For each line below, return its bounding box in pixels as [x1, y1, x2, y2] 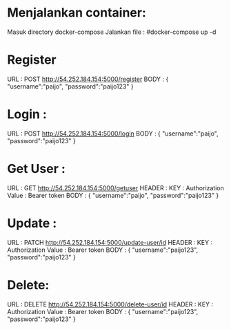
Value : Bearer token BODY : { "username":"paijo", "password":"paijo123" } [7, 191, 219, 199]
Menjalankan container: [7, 5, 147, 21]
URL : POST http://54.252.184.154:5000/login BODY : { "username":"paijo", [7, 129, 219, 138]
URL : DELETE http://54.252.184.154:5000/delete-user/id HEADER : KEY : [7, 300, 214, 309]
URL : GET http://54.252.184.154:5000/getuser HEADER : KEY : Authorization [7, 183, 224, 192]
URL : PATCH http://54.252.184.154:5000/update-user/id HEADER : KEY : [7, 238, 212, 246]
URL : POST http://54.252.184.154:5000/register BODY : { [7, 75, 169, 83]
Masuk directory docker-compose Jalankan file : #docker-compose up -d [7, 28, 217, 36]
